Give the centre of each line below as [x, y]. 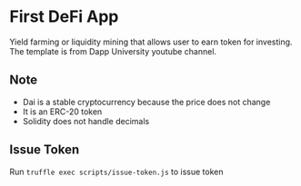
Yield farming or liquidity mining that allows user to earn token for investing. [151, 42]
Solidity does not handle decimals [86, 121]
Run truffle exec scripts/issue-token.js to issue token [116, 171]
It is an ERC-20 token [62, 112]
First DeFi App [64, 17]
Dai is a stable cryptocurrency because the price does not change [146, 102]
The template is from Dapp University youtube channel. [113, 51]
